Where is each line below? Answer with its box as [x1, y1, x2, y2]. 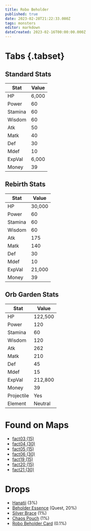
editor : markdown [5, 25, 40, 30]
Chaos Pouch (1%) [12, 515, 50, 521]
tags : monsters [5, 20, 36, 26]
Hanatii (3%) [12, 499, 38, 506]
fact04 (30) [12, 441, 36, 446]
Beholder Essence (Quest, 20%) [12, 505, 77, 511]
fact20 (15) [12, 461, 34, 467]
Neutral [34, 400, 51, 407]
